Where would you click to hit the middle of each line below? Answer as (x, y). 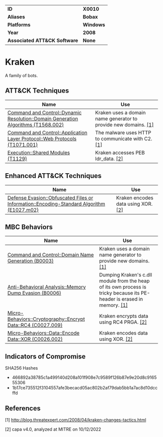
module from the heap (124, 281)
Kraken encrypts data (124, 316)
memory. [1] (114, 305)
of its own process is (123, 287)
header (107, 299)
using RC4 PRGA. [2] (123, 322)
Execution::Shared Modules (39, 152)
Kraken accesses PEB (120, 152)
